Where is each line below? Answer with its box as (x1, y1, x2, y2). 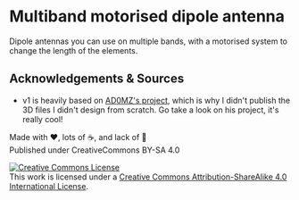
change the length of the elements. (9, 45, 138, 55)
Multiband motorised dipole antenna (9, 6, 286, 27)
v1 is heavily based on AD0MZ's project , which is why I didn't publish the (21, 95, 291, 105)
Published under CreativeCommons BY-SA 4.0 (9, 145, 180, 155)
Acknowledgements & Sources (9, 71, 185, 87)
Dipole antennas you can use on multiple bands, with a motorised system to (9, 36, 288, 46)
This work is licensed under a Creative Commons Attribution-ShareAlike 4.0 (9, 171, 287, 182)
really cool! (21, 113, 63, 124)
